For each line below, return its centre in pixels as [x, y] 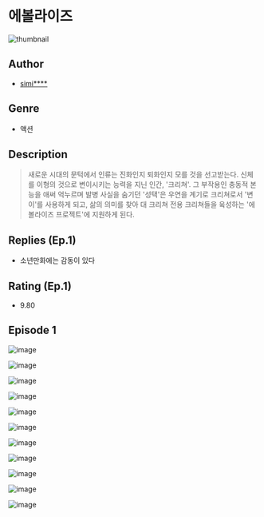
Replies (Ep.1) [42, 240]
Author [26, 64]
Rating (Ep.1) [40, 286]
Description [38, 154]
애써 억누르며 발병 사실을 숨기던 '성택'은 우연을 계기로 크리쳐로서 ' [145, 195]
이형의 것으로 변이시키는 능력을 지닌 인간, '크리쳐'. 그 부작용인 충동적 [142, 185]
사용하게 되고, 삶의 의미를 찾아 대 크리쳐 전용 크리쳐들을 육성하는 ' [147, 205]
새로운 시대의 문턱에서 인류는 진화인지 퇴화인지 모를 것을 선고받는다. [133, 175]
